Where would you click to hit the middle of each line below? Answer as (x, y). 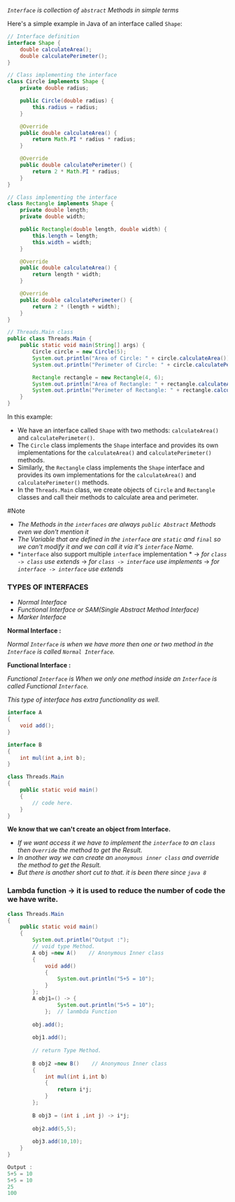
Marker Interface (42, 617)
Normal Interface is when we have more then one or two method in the (111, 644)
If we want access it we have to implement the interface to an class (116, 843)
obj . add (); (48, 1024)
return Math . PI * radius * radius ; (84, 139)
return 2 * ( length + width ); (76, 306)
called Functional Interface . (48, 686)
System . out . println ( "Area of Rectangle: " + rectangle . (115, 384)
